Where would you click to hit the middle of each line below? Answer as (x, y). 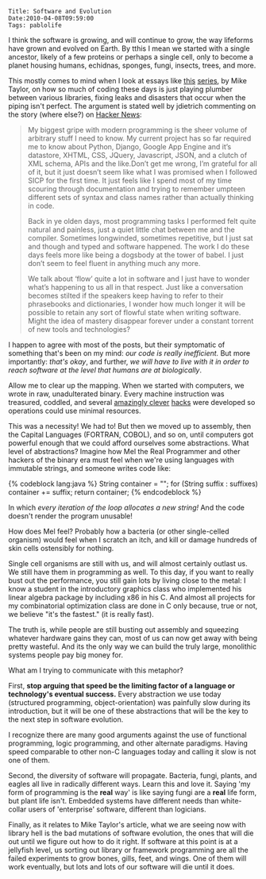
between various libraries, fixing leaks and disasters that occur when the (127, 98)
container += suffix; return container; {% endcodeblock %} (105, 492)
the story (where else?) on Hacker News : (75, 114)
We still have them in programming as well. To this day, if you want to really (131, 572)
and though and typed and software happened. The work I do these (139, 247)
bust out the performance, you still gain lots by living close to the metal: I (127, 580)
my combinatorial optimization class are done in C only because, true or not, (133, 606)
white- (231, 801)
